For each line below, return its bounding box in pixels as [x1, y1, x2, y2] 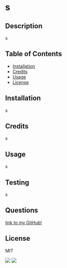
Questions [5, 206, 38, 215]
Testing [5, 178, 29, 187]
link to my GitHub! [5, 219, 42, 226]
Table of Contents [5, 50, 62, 58]
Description [5, 22, 42, 30]
